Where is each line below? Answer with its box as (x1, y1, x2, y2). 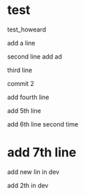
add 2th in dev (7, 181, 49, 189)
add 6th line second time (7, 120, 79, 128)
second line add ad (7, 52, 63, 61)
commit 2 (7, 79, 35, 87)
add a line (7, 38, 36, 47)
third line (7, 66, 33, 74)
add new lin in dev (7, 167, 60, 176)
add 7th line (7, 145, 77, 161)
